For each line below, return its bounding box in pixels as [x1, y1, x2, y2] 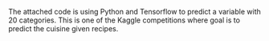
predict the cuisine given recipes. [8, 24, 119, 33]
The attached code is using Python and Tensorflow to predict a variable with [8, 7, 261, 16]
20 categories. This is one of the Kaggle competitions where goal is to [8, 15, 241, 25]
